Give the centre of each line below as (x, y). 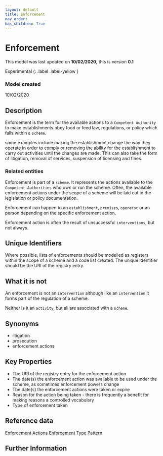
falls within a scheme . (26, 133)
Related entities (24, 171)
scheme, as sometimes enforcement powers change (66, 384)
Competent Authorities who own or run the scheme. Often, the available (78, 187)
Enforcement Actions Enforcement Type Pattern (54, 433)
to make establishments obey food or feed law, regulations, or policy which (81, 128)
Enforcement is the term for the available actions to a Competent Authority (81, 122)
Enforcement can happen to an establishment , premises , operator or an (78, 207)
